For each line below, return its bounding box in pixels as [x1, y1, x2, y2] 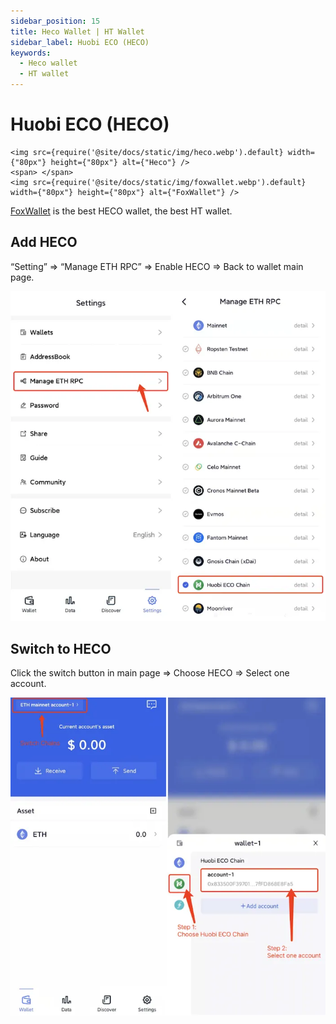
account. [10, 678, 47, 690]
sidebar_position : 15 [10, 16, 101, 26]
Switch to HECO [10, 640, 112, 657]
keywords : [10, 48, 52, 58]
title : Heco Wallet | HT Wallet [10, 26, 145, 37]
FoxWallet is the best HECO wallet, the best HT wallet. [10, 205, 233, 217]
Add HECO [10, 234, 78, 251]
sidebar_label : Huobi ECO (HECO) [10, 37, 150, 47]
